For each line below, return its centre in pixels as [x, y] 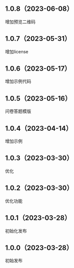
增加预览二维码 [20, 22]
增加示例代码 [18, 81]
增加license [17, 51]
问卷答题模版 [18, 111]
